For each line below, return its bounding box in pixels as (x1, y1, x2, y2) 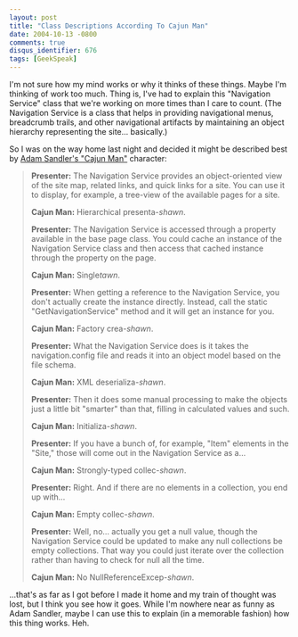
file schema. (30, 360, 77, 370)
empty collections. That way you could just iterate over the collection (30, 545, 285, 556)
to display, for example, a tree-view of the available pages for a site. (30, 189, 280, 200)
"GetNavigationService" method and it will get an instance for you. (30, 306, 275, 317)
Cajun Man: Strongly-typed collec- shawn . (30, 465, 187, 476)
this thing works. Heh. (9, 617, 90, 628)
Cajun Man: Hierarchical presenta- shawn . (30, 207, 187, 217)
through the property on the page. (30, 252, 157, 263)
